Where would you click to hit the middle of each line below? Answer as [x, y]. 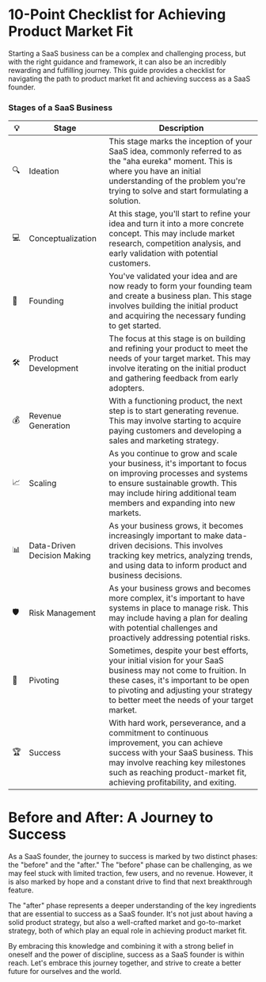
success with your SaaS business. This [181, 753]
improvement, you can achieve [166, 743]
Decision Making [60, 556]
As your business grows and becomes [180, 588]
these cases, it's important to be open [179, 681]
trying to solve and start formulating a [179, 191]
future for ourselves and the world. [65, 972]
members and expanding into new [172, 503]
